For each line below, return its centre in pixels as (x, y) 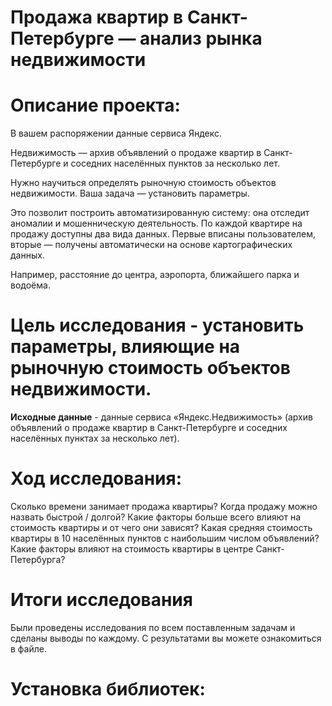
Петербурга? (38, 559)
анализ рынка (201, 38)
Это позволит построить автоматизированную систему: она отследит (160, 213)
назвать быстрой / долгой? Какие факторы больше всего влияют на (156, 517)
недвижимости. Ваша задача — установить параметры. (130, 193)
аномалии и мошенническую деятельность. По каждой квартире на (156, 223)
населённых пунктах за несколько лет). (95, 438)
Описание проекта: (95, 105)
